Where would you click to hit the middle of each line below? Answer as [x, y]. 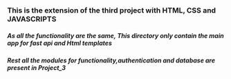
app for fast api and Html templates [60, 43]
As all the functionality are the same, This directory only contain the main [115, 35]
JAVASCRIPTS [32, 19]
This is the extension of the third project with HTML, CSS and [112, 10]
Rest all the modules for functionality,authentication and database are [111, 60]
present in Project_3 [37, 67]
